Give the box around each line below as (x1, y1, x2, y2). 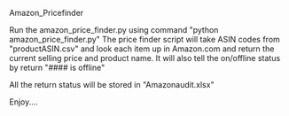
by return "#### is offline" (9, 62, 105, 73)
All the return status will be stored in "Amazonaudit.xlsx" (9, 80, 215, 89)
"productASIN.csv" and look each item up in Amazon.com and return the (9, 43, 275, 54)
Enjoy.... (9, 97, 38, 107)
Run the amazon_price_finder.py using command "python (9, 25, 219, 35)
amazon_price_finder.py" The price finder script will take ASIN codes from (9, 35, 281, 44)
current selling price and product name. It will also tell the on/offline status (9, 53, 281, 63)
